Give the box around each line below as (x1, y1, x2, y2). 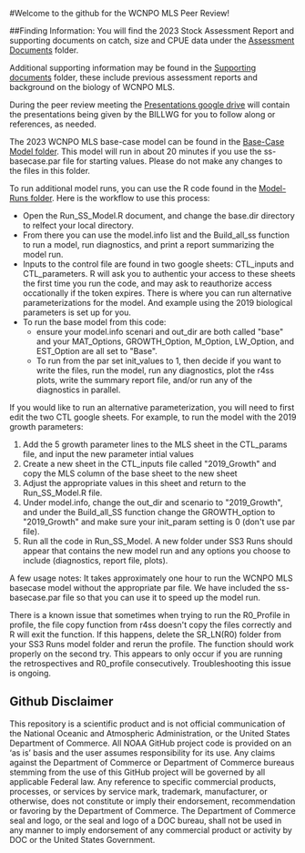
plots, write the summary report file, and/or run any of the (36, 375, 253, 385)
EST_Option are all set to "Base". (36, 346, 158, 356)
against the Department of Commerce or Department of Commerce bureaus (9, 757, 295, 767)
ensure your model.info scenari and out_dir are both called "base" (36, 327, 284, 337)
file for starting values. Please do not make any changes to (62, 156, 283, 167)
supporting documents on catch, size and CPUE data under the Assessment (9, 36, 295, 46)
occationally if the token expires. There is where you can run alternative (22, 288, 292, 299)
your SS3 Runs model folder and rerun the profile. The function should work (9, 639, 294, 649)
